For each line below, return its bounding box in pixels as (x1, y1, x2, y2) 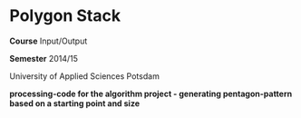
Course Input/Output (9, 35, 88, 46)
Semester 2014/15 (9, 53, 79, 64)
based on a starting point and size (9, 97, 141, 109)
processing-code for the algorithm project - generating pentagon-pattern (9, 88, 293, 99)
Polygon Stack (9, 5, 121, 26)
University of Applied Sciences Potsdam (9, 70, 160, 82)
